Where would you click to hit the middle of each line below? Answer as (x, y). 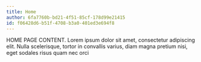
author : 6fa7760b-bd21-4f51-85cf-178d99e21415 (66, 17)
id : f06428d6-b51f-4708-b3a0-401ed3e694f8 (60, 23)
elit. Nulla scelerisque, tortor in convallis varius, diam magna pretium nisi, (97, 46)
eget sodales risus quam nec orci (48, 53)
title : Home (21, 12)
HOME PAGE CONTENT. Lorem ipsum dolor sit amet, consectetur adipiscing (101, 40)
